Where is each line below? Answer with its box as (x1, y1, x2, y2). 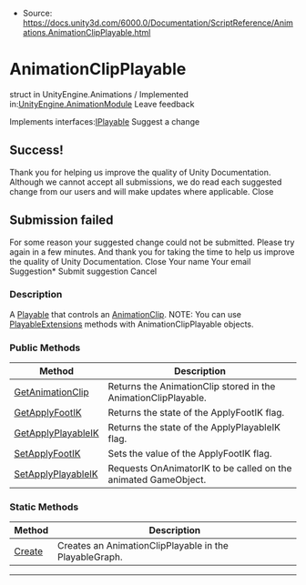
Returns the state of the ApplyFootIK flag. (107, 407, 285, 419)
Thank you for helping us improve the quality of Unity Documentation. (9, 166, 271, 177)
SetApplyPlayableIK (14, 468, 98, 480)
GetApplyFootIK (14, 407, 82, 419)
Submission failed (9, 213, 114, 228)
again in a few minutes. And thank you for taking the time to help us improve (9, 246, 295, 257)
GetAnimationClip (14, 386, 89, 398)
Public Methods (9, 341, 81, 354)
